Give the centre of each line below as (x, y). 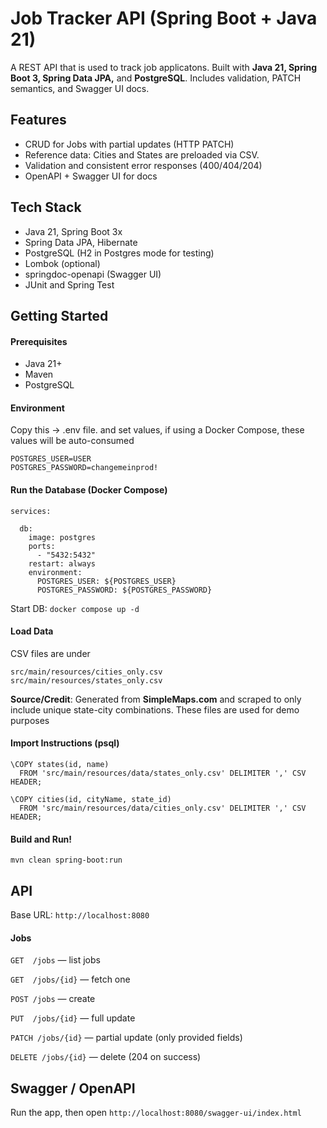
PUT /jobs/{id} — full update (73, 1018)
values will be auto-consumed (72, 441)
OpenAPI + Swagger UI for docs (91, 176)
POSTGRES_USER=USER (51, 459)
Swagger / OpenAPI (73, 1088)
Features (38, 120)
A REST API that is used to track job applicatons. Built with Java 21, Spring (164, 67)
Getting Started (59, 315)
